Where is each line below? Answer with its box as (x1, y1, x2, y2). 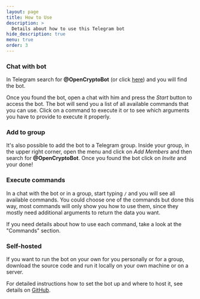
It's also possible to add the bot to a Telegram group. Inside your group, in (6, 142, 189, 149)
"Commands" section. (6, 227, 61, 234)
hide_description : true (6, 31, 66, 37)
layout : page (6, 8, 39, 15)
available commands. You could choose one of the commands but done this (6, 196, 194, 203)
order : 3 (6, 43, 28, 49)
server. (6, 268, 24, 276)
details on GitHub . (6, 286, 51, 294)
